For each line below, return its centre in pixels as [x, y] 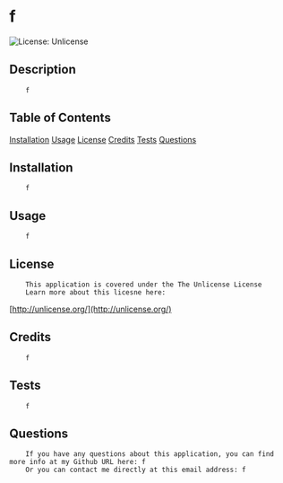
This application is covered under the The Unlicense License [144, 285]
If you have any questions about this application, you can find [150, 454]
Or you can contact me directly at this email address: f [136, 470]
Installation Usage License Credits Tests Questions [103, 139]
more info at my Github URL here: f [77, 462]
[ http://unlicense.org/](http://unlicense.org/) [90, 309]
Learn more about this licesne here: [96, 293]
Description [43, 70]
